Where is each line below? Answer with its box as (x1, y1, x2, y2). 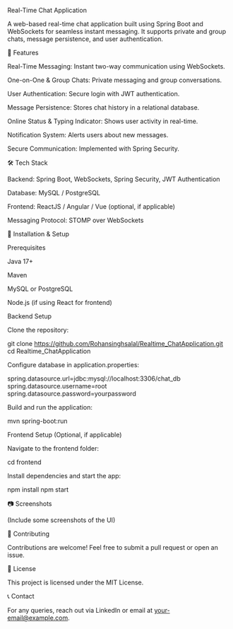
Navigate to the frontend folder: (7, 444, 100, 452)
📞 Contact (7, 592, 35, 600)
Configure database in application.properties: (7, 361, 140, 369)
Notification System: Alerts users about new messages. (7, 131, 169, 139)
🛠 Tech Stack (7, 158, 48, 167)
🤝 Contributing (7, 530, 50, 538)
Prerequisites (7, 243, 46, 252)
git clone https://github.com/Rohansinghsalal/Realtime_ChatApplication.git (7, 340, 224, 347)
